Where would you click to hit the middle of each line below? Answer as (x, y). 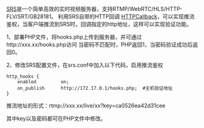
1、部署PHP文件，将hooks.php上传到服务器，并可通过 (74, 37)
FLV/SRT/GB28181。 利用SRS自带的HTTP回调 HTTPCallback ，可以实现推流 (100, 16)
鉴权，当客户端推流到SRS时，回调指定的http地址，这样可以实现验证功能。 (99, 24)
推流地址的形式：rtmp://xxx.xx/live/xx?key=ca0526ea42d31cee (86, 106)
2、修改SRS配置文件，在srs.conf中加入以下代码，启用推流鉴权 (85, 65)
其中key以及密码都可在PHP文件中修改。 (56, 118)
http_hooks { (23, 76)
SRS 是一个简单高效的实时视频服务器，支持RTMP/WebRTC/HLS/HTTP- (94, 9)
